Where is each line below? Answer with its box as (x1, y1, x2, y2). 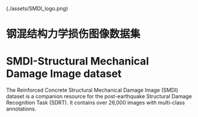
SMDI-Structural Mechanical (6, 55, 149, 68)
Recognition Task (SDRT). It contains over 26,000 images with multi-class (6, 99, 185, 106)
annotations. (6, 105, 37, 112)
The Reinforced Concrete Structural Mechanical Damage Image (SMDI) (6, 86, 179, 93)
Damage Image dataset (6, 67, 122, 81)
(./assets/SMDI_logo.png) (6, 5, 68, 12)
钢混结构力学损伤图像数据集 (6, 28, 141, 41)
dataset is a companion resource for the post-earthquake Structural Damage (6, 93, 192, 100)
